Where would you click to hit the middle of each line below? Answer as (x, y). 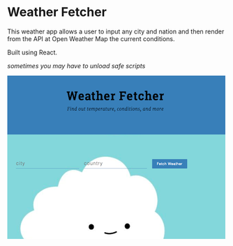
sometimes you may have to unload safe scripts (76, 66)
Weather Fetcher (57, 12)
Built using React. (32, 52)
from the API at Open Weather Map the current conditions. (91, 38)
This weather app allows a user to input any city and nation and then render (116, 31)
